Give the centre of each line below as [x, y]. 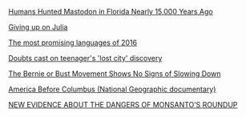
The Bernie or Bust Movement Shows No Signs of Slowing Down [115, 74]
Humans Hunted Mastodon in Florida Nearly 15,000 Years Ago [111, 12]
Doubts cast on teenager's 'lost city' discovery [85, 58]
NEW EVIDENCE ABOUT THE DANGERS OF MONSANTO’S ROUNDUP [123, 105]
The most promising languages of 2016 [73, 42]
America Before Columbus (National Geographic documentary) [112, 89]
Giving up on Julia [38, 27]
